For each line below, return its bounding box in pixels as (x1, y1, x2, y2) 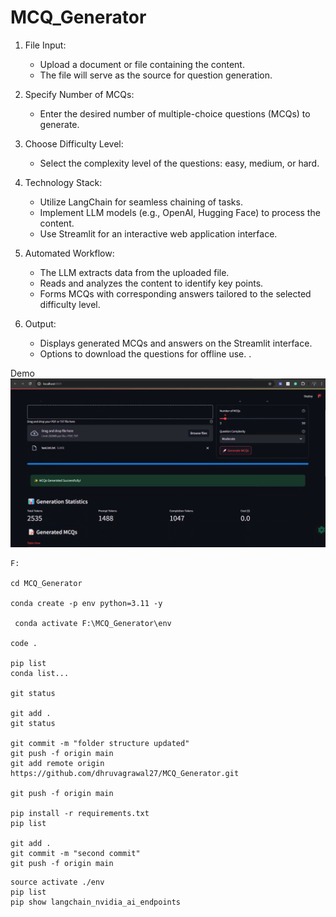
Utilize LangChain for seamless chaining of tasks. (39, 196, 243, 208)
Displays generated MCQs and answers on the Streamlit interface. (39, 337, 313, 349)
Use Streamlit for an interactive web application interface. (39, 227, 278, 240)
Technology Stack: (24, 176, 103, 188)
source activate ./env (10, 877, 105, 888)
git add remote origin (10, 759, 105, 769)
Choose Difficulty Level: (24, 137, 124, 150)
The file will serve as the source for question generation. (39, 69, 273, 81)
